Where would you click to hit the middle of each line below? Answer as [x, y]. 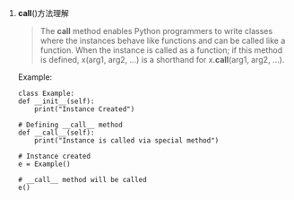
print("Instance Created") [85, 109]
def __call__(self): [56, 133]
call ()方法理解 [43, 13]
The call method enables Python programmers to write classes [156, 31]
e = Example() [44, 164]
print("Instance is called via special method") [127, 141]
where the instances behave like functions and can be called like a [163, 40]
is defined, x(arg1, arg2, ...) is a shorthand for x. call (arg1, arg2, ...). [162, 60]
